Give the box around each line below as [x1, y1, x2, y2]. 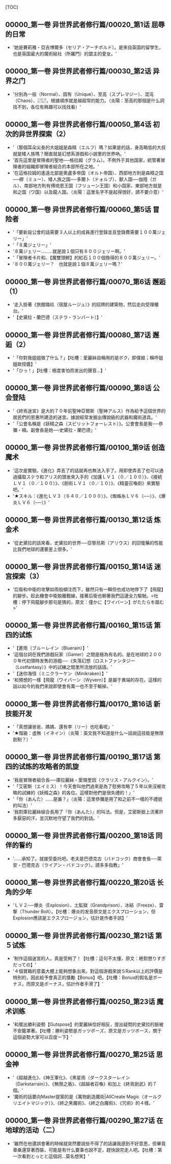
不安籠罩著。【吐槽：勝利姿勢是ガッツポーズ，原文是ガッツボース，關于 [12, 1028, 162, 1033]
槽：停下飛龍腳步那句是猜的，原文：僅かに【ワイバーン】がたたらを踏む [12, 599, 164, 605]
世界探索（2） [25, 130, 70, 139]
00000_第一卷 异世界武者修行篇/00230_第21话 [5, 931, 154, 940]
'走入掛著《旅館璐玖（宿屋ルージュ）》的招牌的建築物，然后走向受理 [12, 301, 154, 307]
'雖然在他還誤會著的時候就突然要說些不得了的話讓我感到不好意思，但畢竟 [12, 1140, 166, 1146]
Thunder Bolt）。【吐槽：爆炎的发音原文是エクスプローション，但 [21, 909, 156, 915]
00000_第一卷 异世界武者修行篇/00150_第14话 [5, 562, 153, 571]
